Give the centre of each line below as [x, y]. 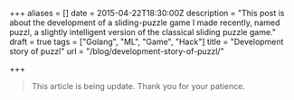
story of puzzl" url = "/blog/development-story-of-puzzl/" [117, 51]
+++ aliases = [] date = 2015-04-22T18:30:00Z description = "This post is [147, 13]
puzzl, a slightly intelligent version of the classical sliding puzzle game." [142, 32]
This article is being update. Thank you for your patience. [138, 86]
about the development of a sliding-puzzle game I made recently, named [145, 23]
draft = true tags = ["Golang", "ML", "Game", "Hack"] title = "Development [147, 41]
